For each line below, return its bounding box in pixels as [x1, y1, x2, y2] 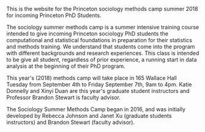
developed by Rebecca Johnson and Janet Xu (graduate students [6, 112, 173, 119]
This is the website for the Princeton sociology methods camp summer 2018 [6, 5, 198, 12]
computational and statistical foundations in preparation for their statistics [6, 37, 193, 43]
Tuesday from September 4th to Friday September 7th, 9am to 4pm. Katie [6, 81, 192, 88]
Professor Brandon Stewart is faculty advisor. [6, 94, 121, 101]
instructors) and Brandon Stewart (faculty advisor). [6, 119, 135, 126]
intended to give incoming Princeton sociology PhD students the [6, 30, 169, 37]
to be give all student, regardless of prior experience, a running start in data [6, 56, 197, 63]
